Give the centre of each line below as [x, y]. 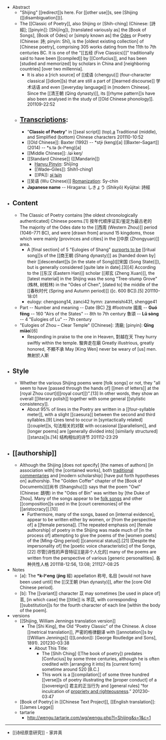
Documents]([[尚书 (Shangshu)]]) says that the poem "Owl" [80, 487]
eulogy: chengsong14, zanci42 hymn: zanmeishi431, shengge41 [92, 302]
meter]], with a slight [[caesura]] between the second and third [91, 415]
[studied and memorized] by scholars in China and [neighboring [85, 63]
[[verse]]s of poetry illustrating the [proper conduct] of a [99, 680]
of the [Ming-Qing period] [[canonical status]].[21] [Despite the [91, 541]
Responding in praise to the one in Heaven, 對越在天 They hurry [92, 336]
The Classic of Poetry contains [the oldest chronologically [79, 215]
